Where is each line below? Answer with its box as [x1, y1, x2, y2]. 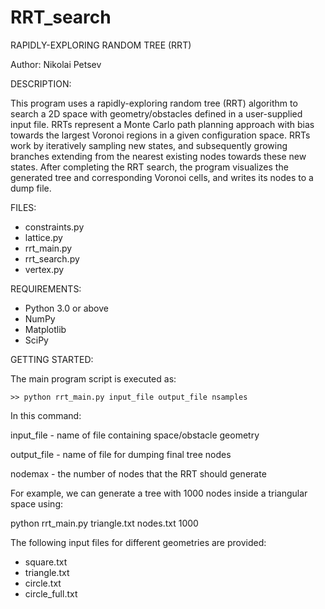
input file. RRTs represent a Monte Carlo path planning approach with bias [10, 118, 315, 130]
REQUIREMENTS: [10, 282, 82, 295]
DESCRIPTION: [10, 77, 72, 90]
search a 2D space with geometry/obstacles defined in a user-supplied [10, 107, 303, 120]
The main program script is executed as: [10, 372, 177, 385]
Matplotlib [24, 323, 67, 335]
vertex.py [24, 263, 65, 275]
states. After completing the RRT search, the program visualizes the [10, 161, 289, 173]
